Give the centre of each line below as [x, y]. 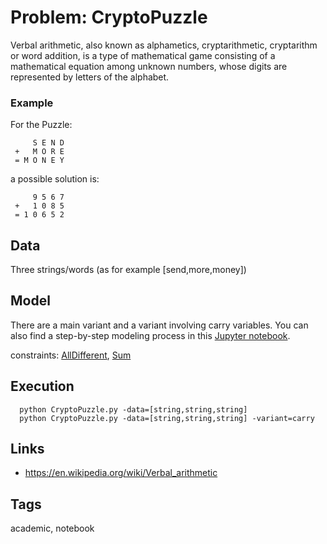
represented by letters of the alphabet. [90, 77]
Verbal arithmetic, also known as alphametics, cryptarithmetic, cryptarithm [164, 45]
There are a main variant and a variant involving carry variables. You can [159, 325]
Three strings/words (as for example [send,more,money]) [128, 270]
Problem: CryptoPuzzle [109, 17]
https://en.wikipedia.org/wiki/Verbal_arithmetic [121, 473]
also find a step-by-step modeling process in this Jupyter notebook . [150, 335]
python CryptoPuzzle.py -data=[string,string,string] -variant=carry [167, 418]
